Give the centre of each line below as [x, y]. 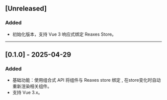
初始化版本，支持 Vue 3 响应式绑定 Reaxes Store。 [64, 34]
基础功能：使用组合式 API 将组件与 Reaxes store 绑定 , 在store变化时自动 [86, 80]
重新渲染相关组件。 [32, 86]
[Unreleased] [26, 9]
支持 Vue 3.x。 [27, 93]
